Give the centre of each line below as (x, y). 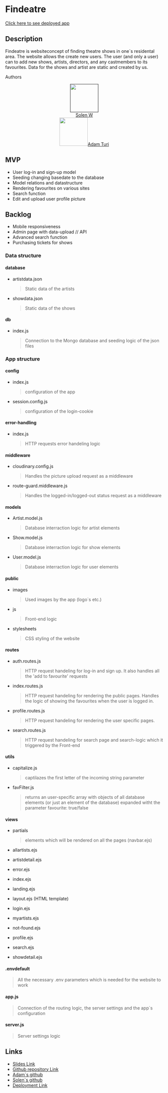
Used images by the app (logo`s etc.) (63, 599)
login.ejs (21, 908)
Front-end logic (41, 619)
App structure (23, 359)
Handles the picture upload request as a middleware (79, 476)
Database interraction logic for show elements (73, 548)
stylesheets (24, 628)
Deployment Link (30, 1085)
